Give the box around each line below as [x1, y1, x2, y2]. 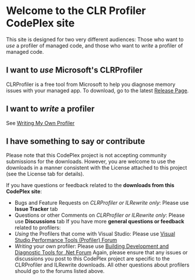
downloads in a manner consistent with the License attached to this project [6, 164, 187, 171]
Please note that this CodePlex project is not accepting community [6, 152, 167, 159]
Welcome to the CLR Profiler [6, 4, 146, 18]
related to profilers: [14, 224, 61, 231]
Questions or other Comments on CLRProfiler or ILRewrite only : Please [14, 212, 185, 219]
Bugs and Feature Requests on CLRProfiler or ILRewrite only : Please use [14, 199, 189, 206]
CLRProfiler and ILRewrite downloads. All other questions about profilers [14, 261, 190, 268]
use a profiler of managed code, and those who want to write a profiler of [6, 42, 183, 49]
